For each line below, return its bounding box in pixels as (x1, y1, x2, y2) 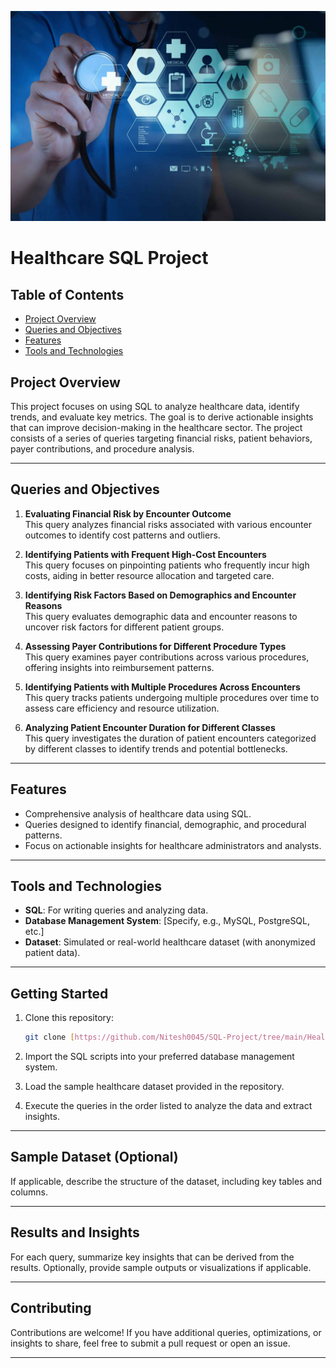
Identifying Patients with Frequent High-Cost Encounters (24, 548, 267, 560)
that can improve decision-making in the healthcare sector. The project (10, 421, 303, 433)
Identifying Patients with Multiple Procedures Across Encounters (24, 681, 301, 693)
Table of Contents (10, 286, 125, 303)
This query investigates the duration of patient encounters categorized (24, 732, 317, 744)
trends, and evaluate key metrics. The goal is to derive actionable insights (10, 411, 314, 423)
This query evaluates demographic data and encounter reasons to (24, 610, 298, 622)
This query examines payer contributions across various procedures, (24, 651, 310, 663)
